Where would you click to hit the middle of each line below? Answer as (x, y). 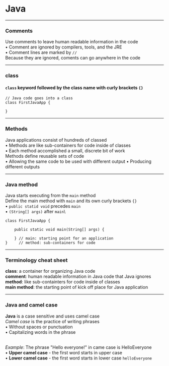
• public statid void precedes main (43, 206)
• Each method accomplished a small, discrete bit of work (65, 150)
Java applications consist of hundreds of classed (56, 140)
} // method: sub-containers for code (50, 242)
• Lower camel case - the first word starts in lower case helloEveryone (79, 358)
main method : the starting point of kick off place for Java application (77, 287)
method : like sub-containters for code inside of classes (63, 282)
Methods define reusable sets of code (45, 156)
